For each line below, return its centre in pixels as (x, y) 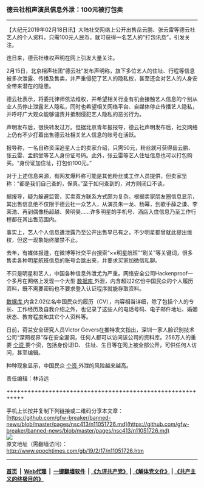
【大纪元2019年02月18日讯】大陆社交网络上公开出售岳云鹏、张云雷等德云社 (101, 30)
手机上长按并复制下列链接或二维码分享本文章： (65, 411)
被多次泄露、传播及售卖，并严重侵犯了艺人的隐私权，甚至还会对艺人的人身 (99, 79)
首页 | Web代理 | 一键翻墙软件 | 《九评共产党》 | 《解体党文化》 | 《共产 (98, 471)
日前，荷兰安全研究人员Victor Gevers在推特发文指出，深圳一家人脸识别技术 (100, 330)
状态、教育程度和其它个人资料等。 (49, 317)
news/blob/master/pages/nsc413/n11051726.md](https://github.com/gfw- (98, 424)
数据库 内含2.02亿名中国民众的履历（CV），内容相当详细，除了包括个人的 (98, 302)
